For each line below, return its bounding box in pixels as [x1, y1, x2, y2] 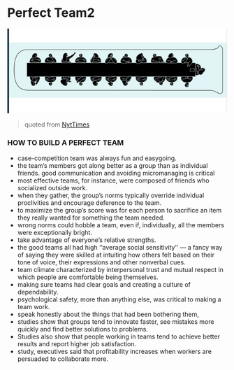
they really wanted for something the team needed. [17, 213, 166, 222]
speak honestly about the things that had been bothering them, [17, 310, 199, 318]
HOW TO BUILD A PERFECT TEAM [7, 138, 124, 148]
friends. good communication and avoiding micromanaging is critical [17, 169, 215, 177]
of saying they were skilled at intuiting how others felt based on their [17, 250, 215, 259]
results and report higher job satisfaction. [17, 339, 137, 348]
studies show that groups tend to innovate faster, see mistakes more [17, 317, 214, 326]
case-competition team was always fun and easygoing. [17, 154, 177, 162]
